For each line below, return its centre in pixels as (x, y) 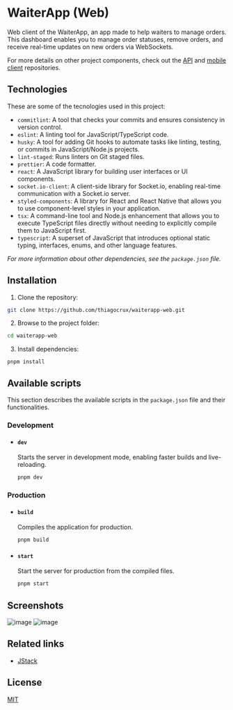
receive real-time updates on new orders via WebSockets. (90, 47)
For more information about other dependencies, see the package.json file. (114, 258)
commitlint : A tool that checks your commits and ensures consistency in (121, 119)
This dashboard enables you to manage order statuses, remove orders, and (115, 39)
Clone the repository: (48, 297)
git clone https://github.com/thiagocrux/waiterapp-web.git (96, 310)
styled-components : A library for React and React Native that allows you (119, 201)
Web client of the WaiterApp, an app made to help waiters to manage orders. (117, 32)
